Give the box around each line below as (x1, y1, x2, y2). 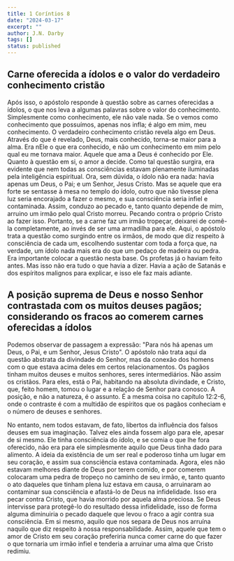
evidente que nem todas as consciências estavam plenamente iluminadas (7, 165, 219, 173)
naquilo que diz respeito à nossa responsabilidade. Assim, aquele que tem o (7, 525, 226, 533)
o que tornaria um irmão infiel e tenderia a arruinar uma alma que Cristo (7, 539, 214, 548)
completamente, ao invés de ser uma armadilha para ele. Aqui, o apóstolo (13, 224, 226, 233)
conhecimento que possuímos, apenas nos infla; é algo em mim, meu (7, 120, 207, 129)
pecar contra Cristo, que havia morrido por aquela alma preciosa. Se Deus (7, 495, 221, 503)
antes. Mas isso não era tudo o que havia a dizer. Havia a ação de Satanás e (7, 261, 226, 270)
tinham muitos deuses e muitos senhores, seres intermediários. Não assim (7, 370, 221, 378)
